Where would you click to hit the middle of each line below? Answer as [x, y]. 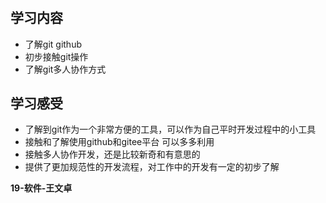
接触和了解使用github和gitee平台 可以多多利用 [119, 142]
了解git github [53, 44]
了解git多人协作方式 [65, 69]
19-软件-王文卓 [41, 188]
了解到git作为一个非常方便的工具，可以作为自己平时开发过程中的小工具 [170, 129]
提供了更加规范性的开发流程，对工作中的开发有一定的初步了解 [152, 167]
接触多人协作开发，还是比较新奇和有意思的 [112, 154]
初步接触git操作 [56, 56]
